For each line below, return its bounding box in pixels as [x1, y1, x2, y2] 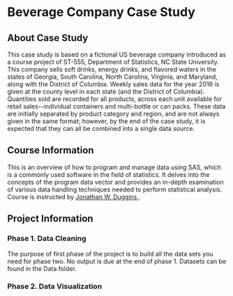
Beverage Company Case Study [7, 4, 195, 20]
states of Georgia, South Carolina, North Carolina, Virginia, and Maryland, [7, 72, 218, 81]
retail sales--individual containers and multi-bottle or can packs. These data [7, 102, 226, 110]
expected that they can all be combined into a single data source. [7, 125, 195, 132]
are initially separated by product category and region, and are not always [7, 109, 220, 118]
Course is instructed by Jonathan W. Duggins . [7, 192, 141, 201]
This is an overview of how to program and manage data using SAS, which [7, 163, 222, 171]
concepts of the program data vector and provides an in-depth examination [7, 178, 224, 186]
